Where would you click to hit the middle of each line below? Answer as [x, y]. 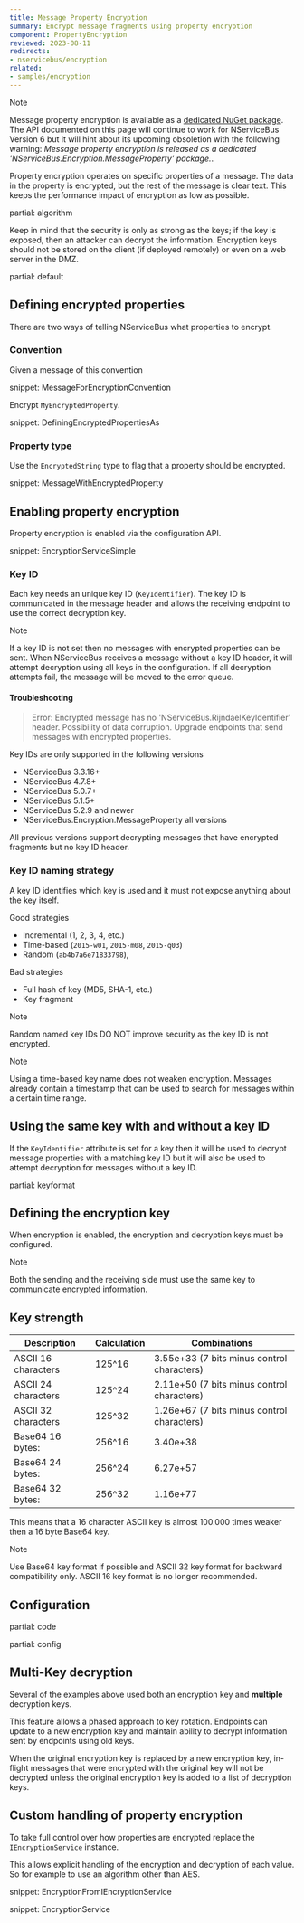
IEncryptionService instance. [64, 1847]
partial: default [37, 276]
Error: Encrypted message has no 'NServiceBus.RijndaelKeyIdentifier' [161, 718]
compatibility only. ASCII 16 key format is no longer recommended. [133, 1577]
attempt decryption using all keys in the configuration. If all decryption [140, 668]
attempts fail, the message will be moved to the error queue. [122, 677]
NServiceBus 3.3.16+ [61, 772]
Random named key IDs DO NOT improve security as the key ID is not [139, 1034]
